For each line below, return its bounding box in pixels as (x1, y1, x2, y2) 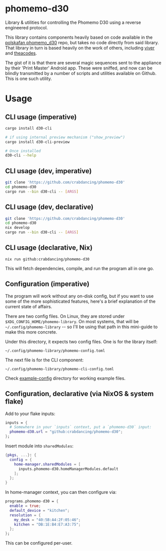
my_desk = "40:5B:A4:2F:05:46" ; (14, 517, 81, 522)
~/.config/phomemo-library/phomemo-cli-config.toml (5, 366, 114, 371)
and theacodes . (5, 50, 37, 56)
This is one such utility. (5, 75, 52, 81)
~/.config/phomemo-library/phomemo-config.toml (5, 348, 106, 353)
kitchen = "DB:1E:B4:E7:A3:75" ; (14, 522, 81, 527)
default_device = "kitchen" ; (9, 508, 70, 513)
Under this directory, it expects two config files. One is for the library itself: (5, 339, 158, 344)
